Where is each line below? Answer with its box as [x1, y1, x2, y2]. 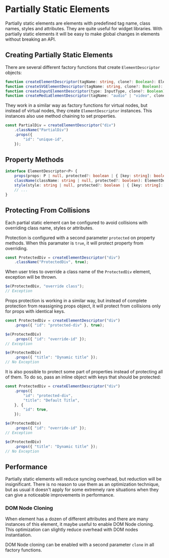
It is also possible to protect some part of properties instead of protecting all [5, 369, 163, 374]
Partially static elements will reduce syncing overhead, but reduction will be [5, 476, 162, 482]
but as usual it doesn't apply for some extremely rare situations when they [5, 487, 159, 493]
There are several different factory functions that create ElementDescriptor [5, 64, 160, 70]
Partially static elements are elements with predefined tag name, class [5, 20, 151, 26]
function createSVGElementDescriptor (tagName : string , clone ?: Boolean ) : [5, 84, 163, 89]
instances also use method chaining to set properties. [5, 113, 117, 119]
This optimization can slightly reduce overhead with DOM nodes [5, 527, 138, 533]
